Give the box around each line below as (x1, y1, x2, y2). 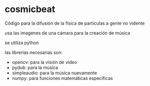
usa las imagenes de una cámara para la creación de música (5, 30, 130, 36)
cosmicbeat (5, 4, 56, 15)
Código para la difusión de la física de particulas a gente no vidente (5, 20, 145, 26)
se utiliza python (5, 39, 39, 46)
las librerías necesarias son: (5, 49, 63, 55)
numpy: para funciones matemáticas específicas (12, 75, 113, 81)
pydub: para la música (12, 64, 58, 70)
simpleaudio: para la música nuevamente (12, 69, 98, 76)
